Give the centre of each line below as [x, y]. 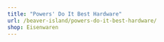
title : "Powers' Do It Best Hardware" [65, 14]
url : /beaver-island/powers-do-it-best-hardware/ [82, 21]
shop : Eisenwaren [33, 27]
